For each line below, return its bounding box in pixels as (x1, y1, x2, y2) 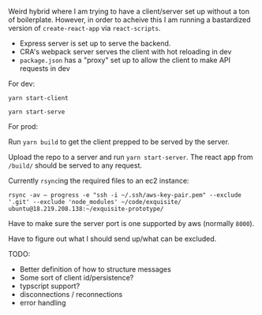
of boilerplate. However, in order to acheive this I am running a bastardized (8, 15, 251, 24)
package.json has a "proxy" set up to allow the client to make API (19, 55, 231, 65)
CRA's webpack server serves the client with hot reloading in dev (19, 47, 232, 56)
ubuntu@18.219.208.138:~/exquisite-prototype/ (8, 205, 164, 213)
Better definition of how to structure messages (19, 265, 171, 274)
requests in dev (19, 64, 71, 73)
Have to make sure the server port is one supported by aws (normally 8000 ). (8, 219, 255, 228)
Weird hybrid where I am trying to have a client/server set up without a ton (8, 7, 250, 16)
